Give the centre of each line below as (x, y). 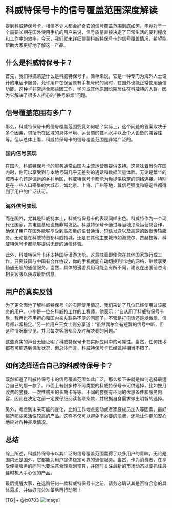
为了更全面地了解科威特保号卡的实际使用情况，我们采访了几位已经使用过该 (84, 305)
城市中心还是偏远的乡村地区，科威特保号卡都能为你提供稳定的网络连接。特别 (86, 179)
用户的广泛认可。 (32, 191)
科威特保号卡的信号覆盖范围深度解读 (82, 11)
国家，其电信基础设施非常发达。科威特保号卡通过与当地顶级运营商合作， (90, 225)
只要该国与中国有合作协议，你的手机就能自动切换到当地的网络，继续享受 (90, 261)
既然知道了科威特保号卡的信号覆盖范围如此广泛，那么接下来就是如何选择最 (84, 379)
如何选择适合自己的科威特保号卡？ (59, 366)
